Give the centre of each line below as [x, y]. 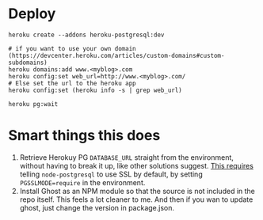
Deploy [32, 14]
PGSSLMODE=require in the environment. [82, 182]
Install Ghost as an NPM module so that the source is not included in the [137, 191]
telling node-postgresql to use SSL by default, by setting [111, 174]
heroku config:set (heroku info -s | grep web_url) [95, 90]
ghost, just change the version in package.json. [97, 207]
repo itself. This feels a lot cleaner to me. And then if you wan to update [136, 199]
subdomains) [28, 63]
